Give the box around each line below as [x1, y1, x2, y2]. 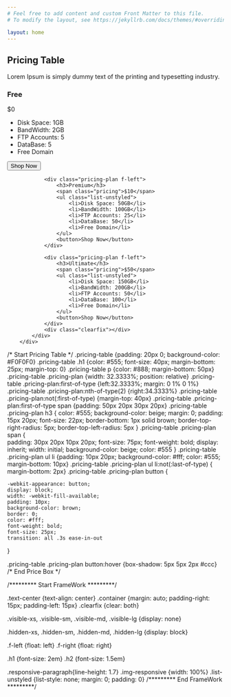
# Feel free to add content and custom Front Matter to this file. [7, 10, 205, 17]
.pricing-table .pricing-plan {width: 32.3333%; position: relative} [7, 373, 189, 381]
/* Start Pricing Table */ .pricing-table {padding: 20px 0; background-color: [7, 351, 221, 359]
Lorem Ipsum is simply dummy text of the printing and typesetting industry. [7, 73, 220, 81]
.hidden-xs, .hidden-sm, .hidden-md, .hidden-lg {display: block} [7, 628, 188, 637]
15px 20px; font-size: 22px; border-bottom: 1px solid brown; [7, 417, 177, 425]
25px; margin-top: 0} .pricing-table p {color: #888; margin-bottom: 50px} [7, 365, 214, 373]
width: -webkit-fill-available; [7, 493, 100, 500]
